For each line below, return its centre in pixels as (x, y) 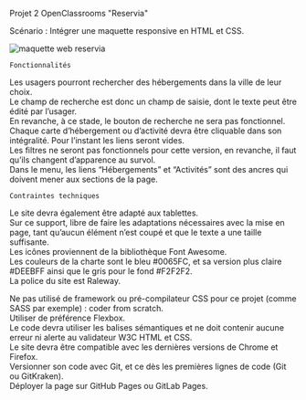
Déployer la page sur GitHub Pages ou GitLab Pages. (109, 386)
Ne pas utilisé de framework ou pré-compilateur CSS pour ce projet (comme (153, 299)
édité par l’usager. (43, 111)
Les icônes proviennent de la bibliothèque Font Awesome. (118, 252)
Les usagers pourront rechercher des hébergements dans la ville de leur (146, 82)
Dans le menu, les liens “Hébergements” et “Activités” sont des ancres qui (149, 169)
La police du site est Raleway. (65, 281)
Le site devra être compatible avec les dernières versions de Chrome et (144, 347)
